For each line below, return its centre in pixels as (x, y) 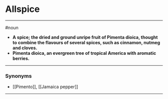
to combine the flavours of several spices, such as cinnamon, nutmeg (86, 42)
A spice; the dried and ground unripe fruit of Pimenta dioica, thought (85, 37)
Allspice (22, 9)
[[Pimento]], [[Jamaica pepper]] (45, 87)
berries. (21, 58)
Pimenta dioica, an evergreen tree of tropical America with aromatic (84, 53)
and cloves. (25, 48)
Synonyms (18, 76)
